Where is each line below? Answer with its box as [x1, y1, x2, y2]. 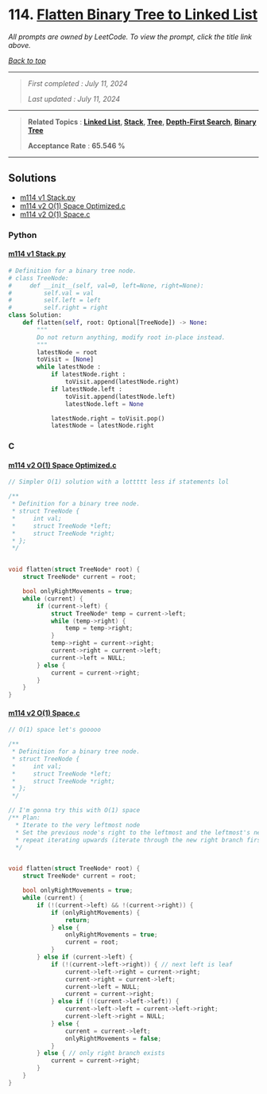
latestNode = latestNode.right [50, 422, 155, 430]
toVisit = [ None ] [37, 356, 94, 364]
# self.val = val [8, 289, 94, 297]
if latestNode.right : [50, 370, 126, 379]
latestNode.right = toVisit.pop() [50, 414, 165, 423]
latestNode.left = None [64, 400, 145, 408]
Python [8, 229, 37, 240]
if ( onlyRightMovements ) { [50, 908, 141, 916]
